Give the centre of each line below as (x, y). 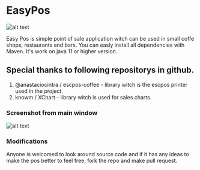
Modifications (27, 141)
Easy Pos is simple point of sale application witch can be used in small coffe (100, 38)
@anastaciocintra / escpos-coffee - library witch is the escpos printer (101, 84)
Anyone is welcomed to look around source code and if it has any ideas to (98, 154)
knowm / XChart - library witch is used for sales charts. (83, 97)
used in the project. (39, 91)
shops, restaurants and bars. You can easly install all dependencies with (95, 45)
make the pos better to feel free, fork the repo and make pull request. (92, 161)
